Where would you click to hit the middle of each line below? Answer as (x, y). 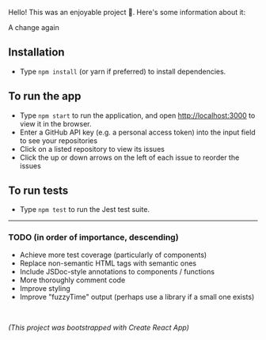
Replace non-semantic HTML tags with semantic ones (108, 263)
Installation (36, 53)
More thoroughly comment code (72, 280)
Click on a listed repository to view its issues (92, 149)
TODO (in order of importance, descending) (94, 237)
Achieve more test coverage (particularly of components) (113, 255)
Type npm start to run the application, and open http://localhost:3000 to (137, 115)
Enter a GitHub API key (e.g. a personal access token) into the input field (137, 132)
